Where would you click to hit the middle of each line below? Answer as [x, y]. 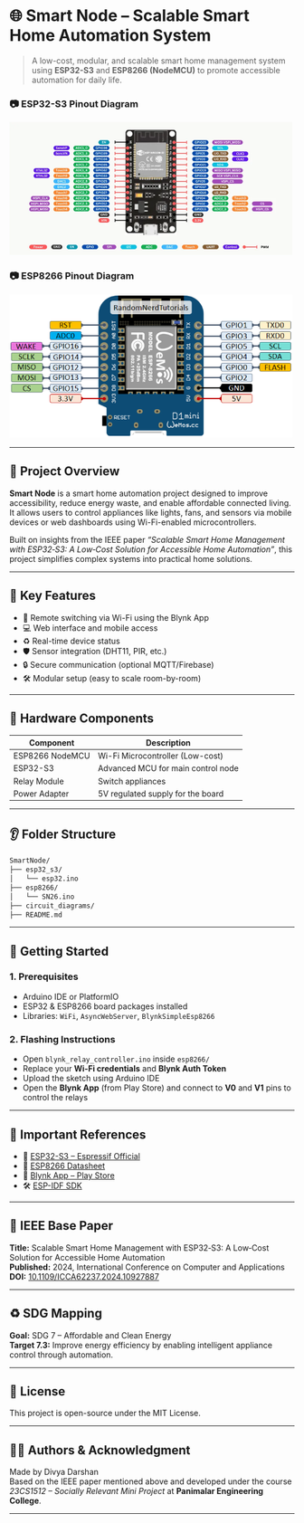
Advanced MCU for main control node [169, 768]
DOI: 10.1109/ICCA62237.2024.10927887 [85, 1276]
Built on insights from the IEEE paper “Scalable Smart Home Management [147, 539]
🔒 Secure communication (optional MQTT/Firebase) [118, 664]
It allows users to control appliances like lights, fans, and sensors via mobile [151, 512]
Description [169, 742]
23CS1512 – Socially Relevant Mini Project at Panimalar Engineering [137, 1491]
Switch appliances [132, 781]
